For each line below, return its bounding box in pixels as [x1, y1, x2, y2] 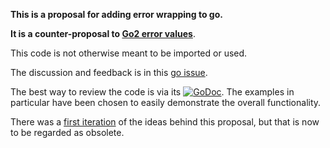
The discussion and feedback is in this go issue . [10, 67, 208, 78]
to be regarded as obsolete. [10, 127, 125, 138]
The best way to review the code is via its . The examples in [10, 86, 295, 98]
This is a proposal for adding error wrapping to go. [10, 9, 223, 20]
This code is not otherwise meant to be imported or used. [10, 47, 248, 59]
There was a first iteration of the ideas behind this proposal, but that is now [10, 116, 320, 128]
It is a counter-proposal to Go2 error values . [10, 28, 196, 39]
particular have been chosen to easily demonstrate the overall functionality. [10, 97, 322, 108]
